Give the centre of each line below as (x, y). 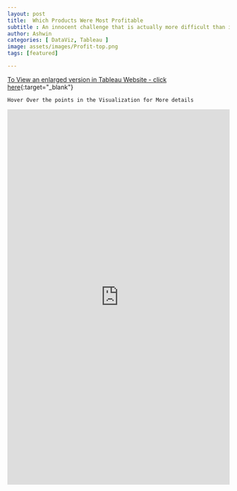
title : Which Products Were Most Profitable (75, 20)
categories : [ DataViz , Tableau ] (58, 40)
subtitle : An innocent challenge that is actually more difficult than (116, 27)
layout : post (26, 14)
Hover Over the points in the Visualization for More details (101, 100)
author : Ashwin (30, 34)
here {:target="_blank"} (41, 87)
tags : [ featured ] (33, 54)
